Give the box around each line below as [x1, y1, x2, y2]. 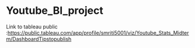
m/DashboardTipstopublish [6, 35, 72, 42]
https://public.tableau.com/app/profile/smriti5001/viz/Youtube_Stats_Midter [8, 29, 189, 36]
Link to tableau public [6, 23, 58, 30]
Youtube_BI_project [6, 4, 103, 17]
